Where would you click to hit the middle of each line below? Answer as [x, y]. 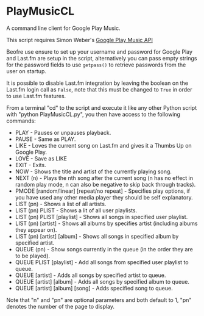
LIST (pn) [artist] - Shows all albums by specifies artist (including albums [106, 223]
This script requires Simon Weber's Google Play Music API [80, 40]
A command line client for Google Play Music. [63, 28]
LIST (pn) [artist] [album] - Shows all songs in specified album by [97, 236]
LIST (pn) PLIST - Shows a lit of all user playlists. [76, 210]
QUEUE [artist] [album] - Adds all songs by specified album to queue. [102, 281]
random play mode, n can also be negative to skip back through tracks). [105, 184]
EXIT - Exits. [31, 165]
